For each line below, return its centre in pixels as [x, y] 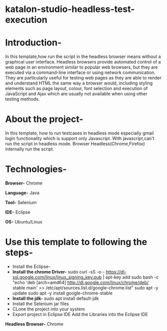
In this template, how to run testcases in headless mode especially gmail [80, 133]
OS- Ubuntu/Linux [24, 222]
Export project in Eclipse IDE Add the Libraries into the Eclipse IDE [80, 314]
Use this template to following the [76, 242]
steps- [19, 253]
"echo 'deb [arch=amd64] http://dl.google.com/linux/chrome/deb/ [81, 282]
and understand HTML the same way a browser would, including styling [79, 83]
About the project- [44, 119]
